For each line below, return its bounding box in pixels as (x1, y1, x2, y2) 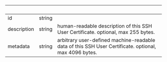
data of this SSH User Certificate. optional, (57, 43, 157, 50)
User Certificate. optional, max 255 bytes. (57, 29, 155, 35)
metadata (7, 43, 30, 50)
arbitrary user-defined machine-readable (57, 37, 156, 43)
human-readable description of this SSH (57, 23, 153, 29)
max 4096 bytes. (57, 49, 97, 56)
